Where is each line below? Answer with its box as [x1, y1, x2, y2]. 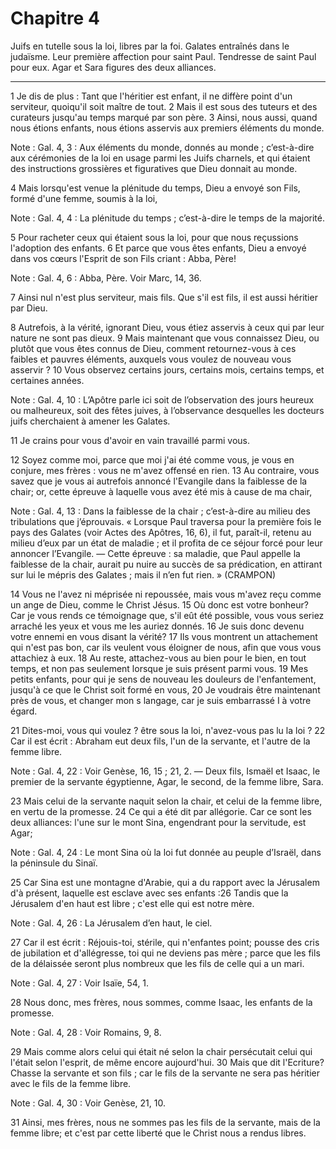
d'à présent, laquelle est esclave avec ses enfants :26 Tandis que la [10, 887, 289, 899]
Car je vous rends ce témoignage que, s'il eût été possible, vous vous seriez [10, 609, 325, 621]
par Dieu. [10, 302, 48, 314]
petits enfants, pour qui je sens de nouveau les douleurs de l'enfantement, [10, 673, 317, 685]
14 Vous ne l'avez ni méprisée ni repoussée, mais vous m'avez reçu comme [10, 588, 322, 600]
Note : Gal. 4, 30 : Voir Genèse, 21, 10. [10, 1097, 166, 1109]
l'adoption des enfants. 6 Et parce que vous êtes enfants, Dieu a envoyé [10, 242, 307, 254]
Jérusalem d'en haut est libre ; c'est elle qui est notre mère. [10, 897, 255, 909]
